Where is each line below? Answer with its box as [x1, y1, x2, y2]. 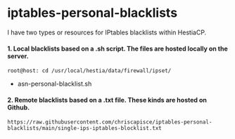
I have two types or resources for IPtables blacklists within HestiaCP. [7, 28, 207, 37]
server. [7, 51, 30, 60]
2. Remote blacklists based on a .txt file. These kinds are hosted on [7, 95, 208, 104]
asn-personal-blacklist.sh [17, 79, 92, 88]
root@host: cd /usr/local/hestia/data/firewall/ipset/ [7, 67, 172, 74]
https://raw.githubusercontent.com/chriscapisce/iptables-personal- [7, 119, 212, 126]
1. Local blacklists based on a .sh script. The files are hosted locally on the [7, 44, 229, 53]
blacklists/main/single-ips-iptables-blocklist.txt [7, 125, 162, 132]
